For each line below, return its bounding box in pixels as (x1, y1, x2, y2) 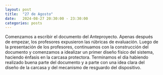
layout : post (5, 7, 32, 12)
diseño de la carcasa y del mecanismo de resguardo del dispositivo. (5, 65, 142, 71)
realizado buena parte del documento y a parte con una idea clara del (5, 60, 145, 65)
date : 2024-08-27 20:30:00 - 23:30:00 (5, 16, 89, 21)
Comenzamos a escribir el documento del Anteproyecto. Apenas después (5, 34, 153, 40)
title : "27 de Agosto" (5, 12, 54, 16)
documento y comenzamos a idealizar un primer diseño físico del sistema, (5, 49, 154, 55)
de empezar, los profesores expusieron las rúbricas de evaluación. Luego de (5, 39, 159, 45)
